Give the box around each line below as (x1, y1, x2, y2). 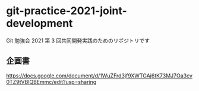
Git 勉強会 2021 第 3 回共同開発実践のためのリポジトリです (6, 37, 150, 44)
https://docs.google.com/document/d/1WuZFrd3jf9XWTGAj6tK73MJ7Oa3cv (6, 72, 193, 79)
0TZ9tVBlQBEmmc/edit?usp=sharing (6, 78, 97, 85)
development (6, 17, 73, 30)
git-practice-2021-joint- (6, 4, 128, 18)
